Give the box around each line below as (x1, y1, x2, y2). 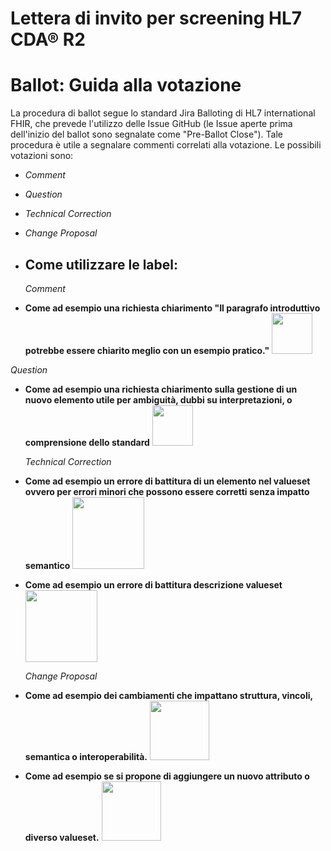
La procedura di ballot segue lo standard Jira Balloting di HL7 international (10, 107, 316, 119)
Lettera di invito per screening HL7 (10, 7, 303, 30)
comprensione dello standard (24, 436, 150, 448)
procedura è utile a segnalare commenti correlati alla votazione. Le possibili (10, 139, 322, 151)
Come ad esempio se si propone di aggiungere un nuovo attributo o (24, 770, 310, 782)
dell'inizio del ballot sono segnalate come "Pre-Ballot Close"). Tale (10, 128, 283, 141)
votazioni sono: (10, 150, 74, 162)
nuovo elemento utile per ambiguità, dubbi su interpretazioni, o (24, 393, 293, 406)
